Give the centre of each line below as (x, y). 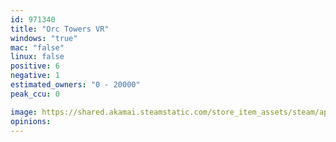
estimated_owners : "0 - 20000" (75, 85)
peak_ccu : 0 (35, 94)
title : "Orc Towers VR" (60, 29)
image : (24, 112)
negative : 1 (35, 76)
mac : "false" (37, 47)
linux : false (37, 57)
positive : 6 (35, 66)
